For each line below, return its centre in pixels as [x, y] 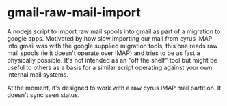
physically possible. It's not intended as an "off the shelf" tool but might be [112, 60]
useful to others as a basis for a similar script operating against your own [110, 67]
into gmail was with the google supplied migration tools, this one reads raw [112, 46]
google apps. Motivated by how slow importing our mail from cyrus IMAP [110, 38]
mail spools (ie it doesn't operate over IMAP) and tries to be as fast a [104, 53]
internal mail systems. [38, 74]
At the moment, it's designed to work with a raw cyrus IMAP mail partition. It [114, 88]
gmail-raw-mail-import [74, 13]
